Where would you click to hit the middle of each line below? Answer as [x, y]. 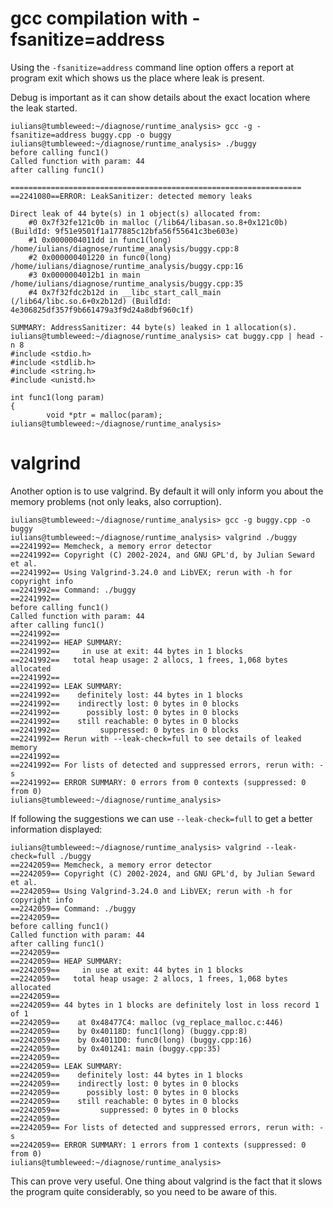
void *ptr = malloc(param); [104, 415]
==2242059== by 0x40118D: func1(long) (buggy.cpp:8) [129, 1031]
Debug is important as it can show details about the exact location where [160, 97]
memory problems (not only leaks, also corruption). [116, 501]
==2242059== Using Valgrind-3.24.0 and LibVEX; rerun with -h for [151, 891]
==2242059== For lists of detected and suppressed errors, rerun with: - [167, 1127]
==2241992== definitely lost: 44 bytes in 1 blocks [127, 695]
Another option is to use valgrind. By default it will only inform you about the [167, 491]
